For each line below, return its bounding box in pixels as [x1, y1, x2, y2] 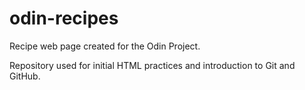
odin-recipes [9, 7, 119, 30]
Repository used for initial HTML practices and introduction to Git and [9, 59, 296, 71]
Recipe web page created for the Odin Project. [9, 40, 201, 52]
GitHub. [9, 70, 41, 82]
